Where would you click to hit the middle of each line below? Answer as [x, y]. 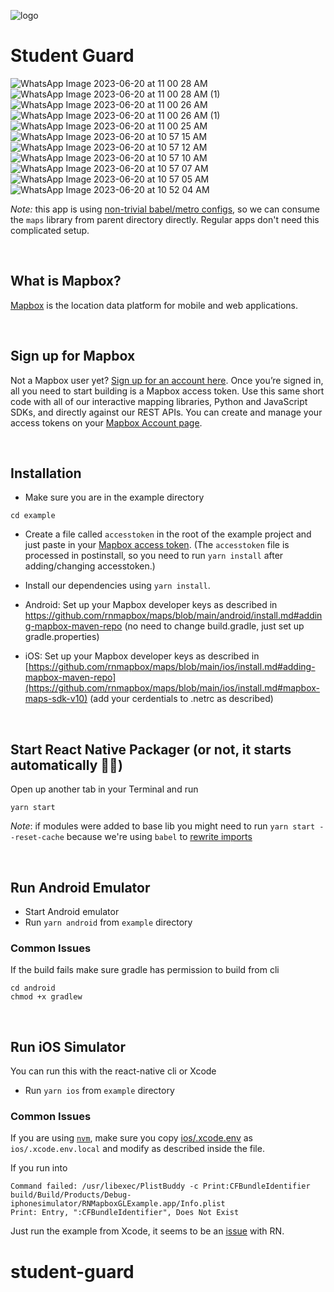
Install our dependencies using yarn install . [117, 586]
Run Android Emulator [80, 887]
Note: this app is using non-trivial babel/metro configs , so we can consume [165, 209]
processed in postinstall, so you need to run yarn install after [154, 556]
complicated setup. [50, 230]
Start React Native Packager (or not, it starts [151, 749]
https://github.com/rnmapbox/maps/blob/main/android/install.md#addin [173, 616]
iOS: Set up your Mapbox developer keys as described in [142, 656]
